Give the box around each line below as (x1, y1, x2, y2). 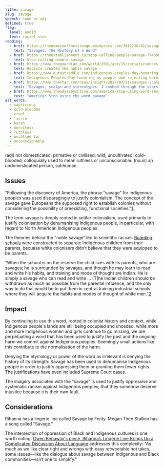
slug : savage (5, 12, 32, 17)
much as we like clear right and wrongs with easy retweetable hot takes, (5, 446, 150, 452)
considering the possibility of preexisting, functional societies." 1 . (5, 205, 135, 211)
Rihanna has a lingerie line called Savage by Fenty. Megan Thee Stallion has (5, 416, 158, 422)
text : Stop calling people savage (14, 57, 84, 62)
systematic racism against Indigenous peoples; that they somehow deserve (5, 383, 157, 389)
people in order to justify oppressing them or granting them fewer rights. (5, 363, 151, 369)
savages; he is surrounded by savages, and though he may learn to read (5, 265, 151, 271)
